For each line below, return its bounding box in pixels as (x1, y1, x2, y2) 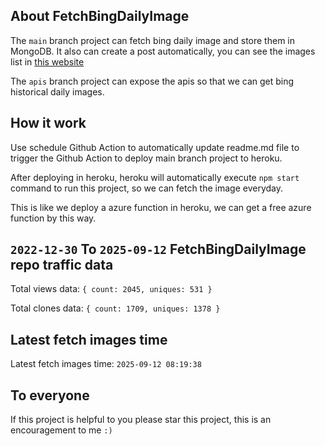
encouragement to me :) (10, 424, 113, 436)
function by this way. (10, 212, 97, 224)
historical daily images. (10, 85, 105, 98)
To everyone (10, 387, 90, 404)
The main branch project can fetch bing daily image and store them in (10, 34, 295, 46)
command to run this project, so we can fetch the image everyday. (10, 182, 284, 194)
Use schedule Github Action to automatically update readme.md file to (10, 141, 300, 153)
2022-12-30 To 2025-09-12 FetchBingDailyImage (10, 241, 307, 258)
